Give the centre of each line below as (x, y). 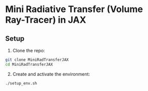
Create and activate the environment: (51, 74)
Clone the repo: (29, 51)
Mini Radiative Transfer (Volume (74, 9)
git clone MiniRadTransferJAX (37, 60)
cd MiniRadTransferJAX (29, 64)
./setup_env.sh (21, 83)
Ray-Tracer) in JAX (46, 20)
